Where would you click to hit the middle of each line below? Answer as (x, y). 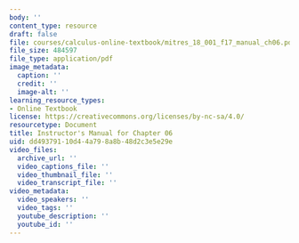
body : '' (25, 17)
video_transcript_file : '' (67, 183)
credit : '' (37, 84)
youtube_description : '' (63, 216)
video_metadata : (39, 191)
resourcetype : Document (53, 126)
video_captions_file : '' (63, 166)
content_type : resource (53, 26)
